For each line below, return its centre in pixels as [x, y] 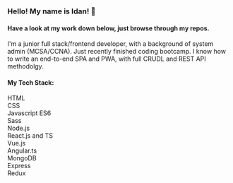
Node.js [19, 128]
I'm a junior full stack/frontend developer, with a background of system [110, 44]
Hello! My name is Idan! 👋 [52, 11]
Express [19, 166]
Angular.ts [22, 150]
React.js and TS [30, 136]
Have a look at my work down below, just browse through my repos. [108, 28]
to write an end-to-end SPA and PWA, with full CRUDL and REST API [107, 59]
